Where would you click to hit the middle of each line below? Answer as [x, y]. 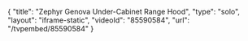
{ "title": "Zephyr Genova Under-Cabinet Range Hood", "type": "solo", [124, 12]
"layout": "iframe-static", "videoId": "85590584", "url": [99, 20]
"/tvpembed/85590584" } [51, 29]
